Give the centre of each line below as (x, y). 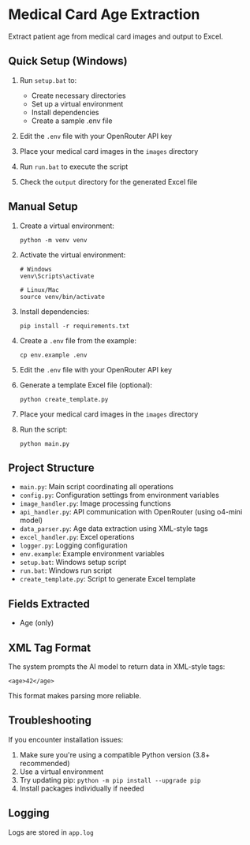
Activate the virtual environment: (73, 255)
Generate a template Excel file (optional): (86, 385)
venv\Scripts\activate (57, 276)
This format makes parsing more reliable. (75, 695)
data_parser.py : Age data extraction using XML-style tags (114, 529)
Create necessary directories (78, 95)
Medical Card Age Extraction (104, 15)
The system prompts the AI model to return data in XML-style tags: (117, 667)
